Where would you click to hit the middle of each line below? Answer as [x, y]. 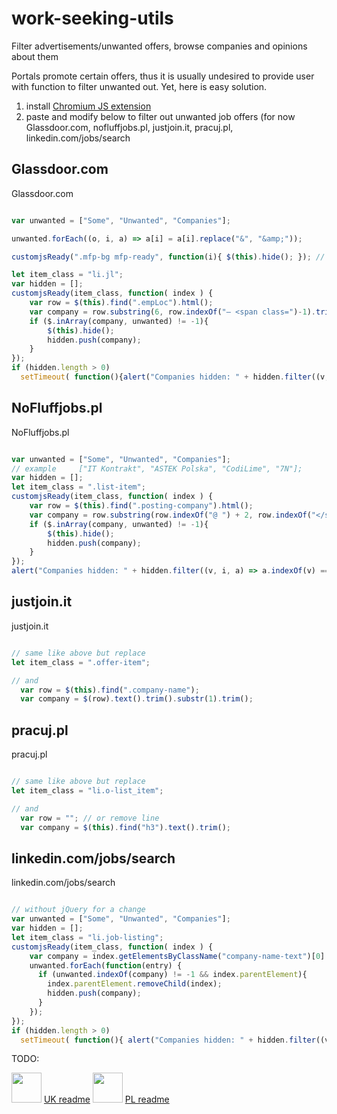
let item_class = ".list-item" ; [78, 487]
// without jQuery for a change [78, 910]
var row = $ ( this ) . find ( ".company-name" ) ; [110, 690]
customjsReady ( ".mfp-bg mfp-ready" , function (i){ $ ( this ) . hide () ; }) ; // [168, 257]
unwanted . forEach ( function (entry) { [106, 965]
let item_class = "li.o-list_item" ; [87, 790]
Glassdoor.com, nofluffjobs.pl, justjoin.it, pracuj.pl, [129, 127]
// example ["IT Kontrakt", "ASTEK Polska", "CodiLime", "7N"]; [157, 468]
